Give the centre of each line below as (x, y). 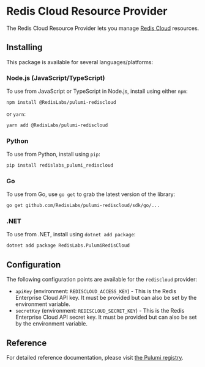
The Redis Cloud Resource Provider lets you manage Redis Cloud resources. (103, 28)
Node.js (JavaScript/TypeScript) (56, 78)
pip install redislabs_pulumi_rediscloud (60, 165)
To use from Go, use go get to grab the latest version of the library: (91, 194)
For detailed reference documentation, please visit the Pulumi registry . (95, 357)
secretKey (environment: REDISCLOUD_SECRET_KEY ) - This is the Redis (100, 311)
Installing (24, 47)
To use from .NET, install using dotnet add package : (71, 234)
